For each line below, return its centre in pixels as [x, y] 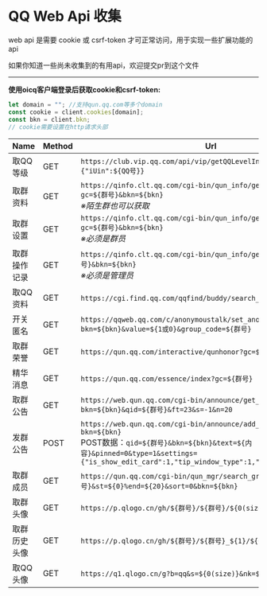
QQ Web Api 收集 [65, 16]
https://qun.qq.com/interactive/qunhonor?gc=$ [170, 352]
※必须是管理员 [107, 275]
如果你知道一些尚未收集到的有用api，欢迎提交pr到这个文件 [104, 65]
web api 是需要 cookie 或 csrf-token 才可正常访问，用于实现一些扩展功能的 [131, 40]
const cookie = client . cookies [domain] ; [76, 112]
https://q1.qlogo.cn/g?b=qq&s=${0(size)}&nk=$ [170, 574]
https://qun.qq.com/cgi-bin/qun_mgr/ [152, 477]
